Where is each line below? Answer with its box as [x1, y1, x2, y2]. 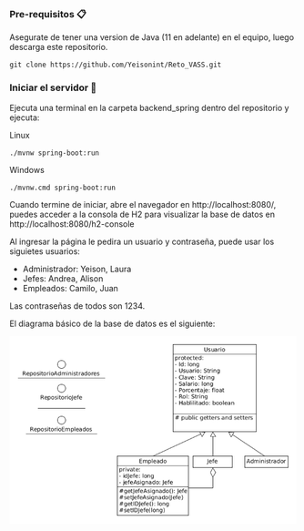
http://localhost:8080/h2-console [9, 218, 135, 230]
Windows [9, 164, 46, 175]
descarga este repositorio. [9, 42, 108, 53]
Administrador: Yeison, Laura [22, 263, 132, 274]
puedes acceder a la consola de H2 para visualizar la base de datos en [9, 209, 276, 220]
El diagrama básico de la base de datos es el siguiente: [9, 318, 216, 329]
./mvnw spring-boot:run [9, 148, 100, 158]
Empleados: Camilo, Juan [22, 282, 118, 293]
